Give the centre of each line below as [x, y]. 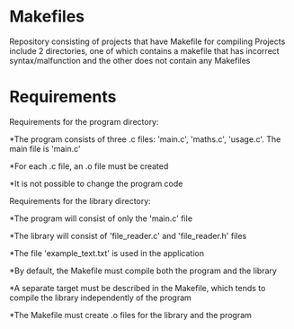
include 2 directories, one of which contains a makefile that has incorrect [145, 50]
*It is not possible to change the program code [96, 183]
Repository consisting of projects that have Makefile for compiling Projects [147, 41]
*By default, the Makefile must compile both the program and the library [143, 271]
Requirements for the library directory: [80, 200]
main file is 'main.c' [45, 148]
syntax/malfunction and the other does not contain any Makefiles [130, 60]
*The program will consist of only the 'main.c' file [101, 218]
